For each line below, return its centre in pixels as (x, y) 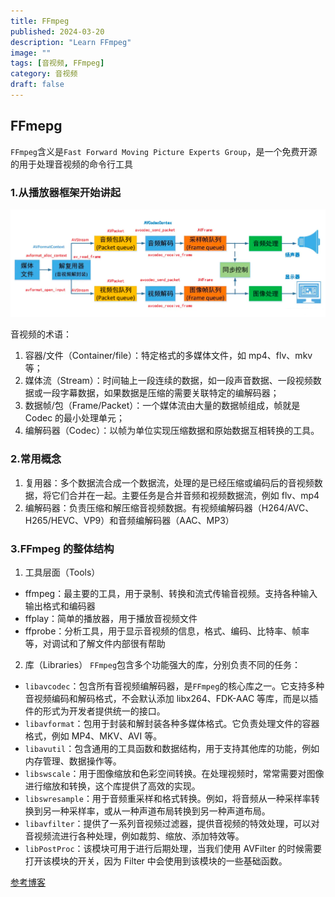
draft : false (37, 85)
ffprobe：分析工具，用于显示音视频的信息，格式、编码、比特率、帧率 (167, 631)
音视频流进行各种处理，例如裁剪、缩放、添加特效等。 (134, 836)
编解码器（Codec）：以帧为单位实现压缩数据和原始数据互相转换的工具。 (172, 431)
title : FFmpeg (40, 21)
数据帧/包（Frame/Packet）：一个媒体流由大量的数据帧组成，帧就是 (162, 406)
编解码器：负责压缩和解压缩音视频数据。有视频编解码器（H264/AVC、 (169, 507)
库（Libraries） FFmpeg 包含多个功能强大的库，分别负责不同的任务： (163, 664)
